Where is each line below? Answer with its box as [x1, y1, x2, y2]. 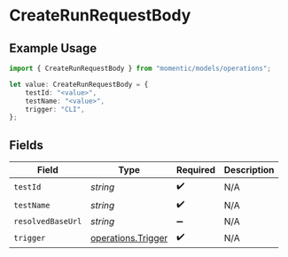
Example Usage [9, 41, 97, 56]
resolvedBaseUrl [13, 216, 82, 227]
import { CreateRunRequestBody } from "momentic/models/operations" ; [9, 64, 272, 73]
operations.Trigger [90, 231, 168, 244]
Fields [9, 137, 44, 152]
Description [223, 164, 275, 176]
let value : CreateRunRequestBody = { [9, 80, 149, 89]
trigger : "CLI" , [25, 105, 86, 113]
